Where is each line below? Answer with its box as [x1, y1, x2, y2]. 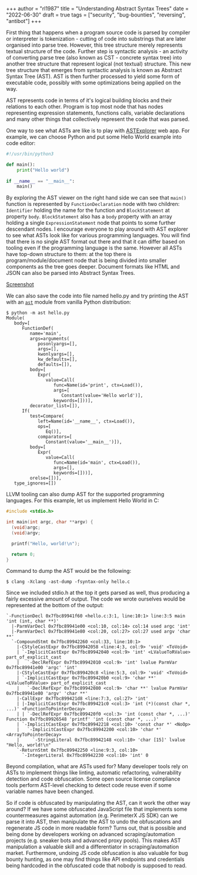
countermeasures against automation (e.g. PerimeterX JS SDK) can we [6, 812, 178, 819]
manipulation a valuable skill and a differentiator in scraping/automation [6, 843, 179, 850]
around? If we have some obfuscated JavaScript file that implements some [6, 805, 188, 813]
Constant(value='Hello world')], [61, 392, 143, 399]
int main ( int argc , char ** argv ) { [6, 519, 94, 525]
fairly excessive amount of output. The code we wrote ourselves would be [6, 595, 186, 602]
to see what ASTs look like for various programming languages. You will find [6, 232, 191, 239]
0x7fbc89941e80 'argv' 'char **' [6, 690, 88, 697]
